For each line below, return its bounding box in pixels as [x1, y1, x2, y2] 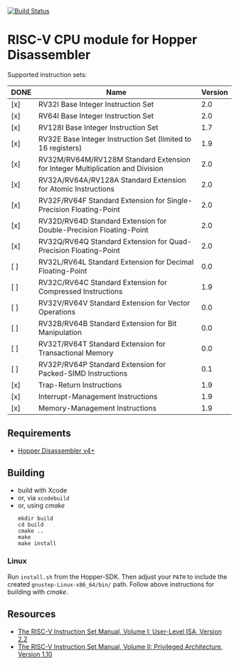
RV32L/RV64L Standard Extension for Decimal [38, 257, 194, 267]
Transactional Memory [38, 348, 114, 358]
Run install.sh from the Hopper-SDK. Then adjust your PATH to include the [7, 572, 228, 581]
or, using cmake [17, 501, 65, 510]
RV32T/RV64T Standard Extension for [38, 339, 166, 349]
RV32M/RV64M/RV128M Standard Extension [38, 154, 191, 164]
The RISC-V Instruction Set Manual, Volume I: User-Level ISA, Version [17, 627, 222, 636]
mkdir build [17, 515, 53, 522]
